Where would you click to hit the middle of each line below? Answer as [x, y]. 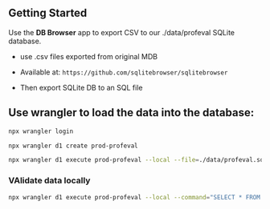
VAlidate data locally [49, 181]
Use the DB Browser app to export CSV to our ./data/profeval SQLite [122, 32]
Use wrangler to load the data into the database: [131, 113]
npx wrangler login [41, 131]
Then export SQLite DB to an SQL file [81, 87]
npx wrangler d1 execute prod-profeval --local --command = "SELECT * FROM [135, 197]
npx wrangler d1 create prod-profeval [73, 146]
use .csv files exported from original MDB [89, 56]
